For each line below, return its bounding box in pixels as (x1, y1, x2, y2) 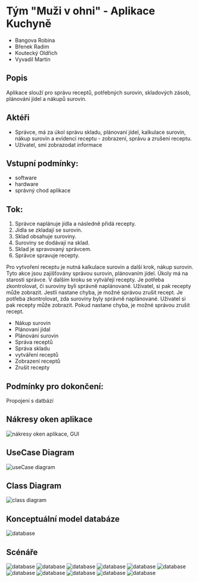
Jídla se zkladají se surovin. (14, 226, 83, 234)
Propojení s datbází (6, 397, 54, 404)
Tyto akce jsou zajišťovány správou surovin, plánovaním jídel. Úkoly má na (6, 270, 188, 277)
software (14, 174, 37, 182)
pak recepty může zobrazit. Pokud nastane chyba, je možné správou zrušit (6, 302, 190, 309)
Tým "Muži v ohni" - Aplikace (6, 4, 156, 18)
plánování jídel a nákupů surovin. (6, 95, 87, 102)
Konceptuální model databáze (6, 514, 120, 524)
